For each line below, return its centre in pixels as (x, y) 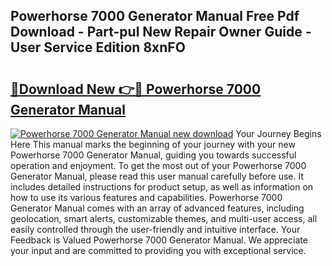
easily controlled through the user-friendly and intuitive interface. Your (155, 229)
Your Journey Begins (278, 133)
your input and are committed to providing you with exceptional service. (158, 250)
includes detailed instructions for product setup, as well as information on (162, 187)
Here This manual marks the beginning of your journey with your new (153, 144)
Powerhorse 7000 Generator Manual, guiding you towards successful (153, 155)
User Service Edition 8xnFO (98, 47)
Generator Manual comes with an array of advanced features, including (157, 208)
